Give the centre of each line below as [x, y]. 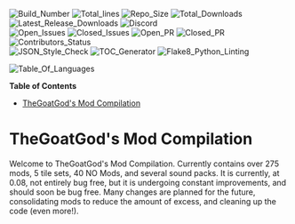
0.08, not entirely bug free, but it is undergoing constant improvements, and [148, 182]
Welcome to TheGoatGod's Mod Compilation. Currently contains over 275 [144, 164]
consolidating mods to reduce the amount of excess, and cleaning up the [143, 201]
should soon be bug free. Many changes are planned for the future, [132, 192]
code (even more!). [44, 211]
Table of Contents [43, 86]
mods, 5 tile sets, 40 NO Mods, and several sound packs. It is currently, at [144, 172]
